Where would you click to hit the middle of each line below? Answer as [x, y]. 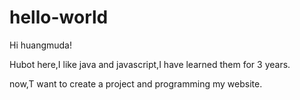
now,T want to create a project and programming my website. [136, 83]
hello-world [59, 17]
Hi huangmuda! [41, 45]
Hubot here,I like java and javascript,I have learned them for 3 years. [150, 64]
